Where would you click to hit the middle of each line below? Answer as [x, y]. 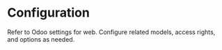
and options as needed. [41, 39]
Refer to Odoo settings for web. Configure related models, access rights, [111, 32]
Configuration [49, 13]
